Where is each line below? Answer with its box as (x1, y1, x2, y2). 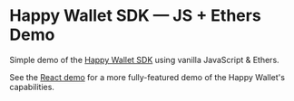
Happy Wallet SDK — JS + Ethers (9, 5, 261, 26)
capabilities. (9, 81, 54, 92)
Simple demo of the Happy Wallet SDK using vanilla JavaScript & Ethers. (9, 54, 279, 65)
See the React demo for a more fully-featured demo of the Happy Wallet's (9, 71, 286, 82)
